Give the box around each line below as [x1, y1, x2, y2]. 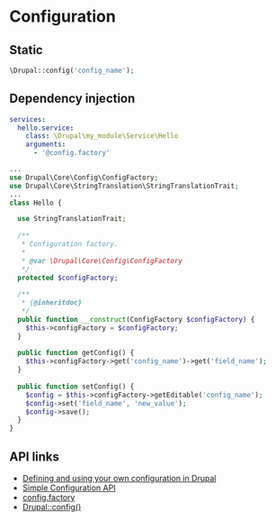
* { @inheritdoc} [21, 298, 83, 307]
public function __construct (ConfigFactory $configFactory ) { [17, 315, 255, 324]
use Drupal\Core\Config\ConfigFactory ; [9, 173, 159, 182]
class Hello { [9, 198, 63, 207]
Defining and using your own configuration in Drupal [22, 473, 217, 483]
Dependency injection [9, 91, 136, 106]
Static [9, 42, 43, 58]
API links [9, 449, 60, 464]
